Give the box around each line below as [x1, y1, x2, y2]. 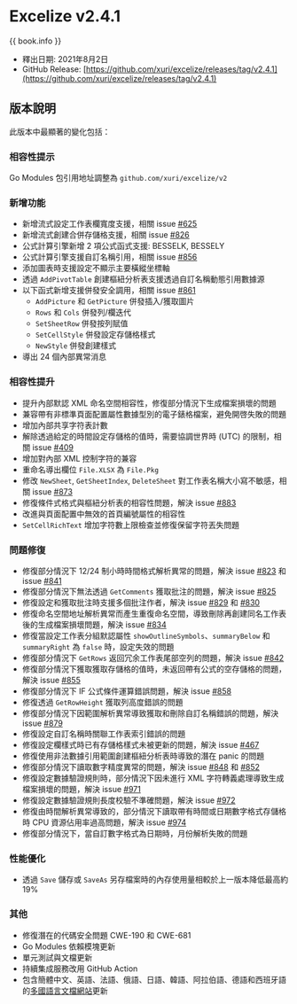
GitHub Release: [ [21, 64, 87, 74]
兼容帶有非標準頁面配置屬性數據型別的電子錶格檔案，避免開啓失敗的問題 [21, 409, 286, 419]
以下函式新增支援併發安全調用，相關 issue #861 [21, 285, 197, 296]
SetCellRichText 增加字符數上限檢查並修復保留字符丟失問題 [21, 519, 240, 530]
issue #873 [32, 486, 74, 497]
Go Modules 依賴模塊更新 [21, 941, 116, 952]
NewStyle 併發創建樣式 [35, 340, 117, 351]
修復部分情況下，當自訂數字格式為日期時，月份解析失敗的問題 [21, 828, 248, 838]
